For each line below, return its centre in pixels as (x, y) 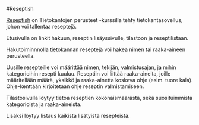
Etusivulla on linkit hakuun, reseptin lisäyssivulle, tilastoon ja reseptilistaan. (97, 38)
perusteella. (21, 56)
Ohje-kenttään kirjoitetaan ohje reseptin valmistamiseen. (75, 86)
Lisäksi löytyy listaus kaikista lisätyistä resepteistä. (68, 116)
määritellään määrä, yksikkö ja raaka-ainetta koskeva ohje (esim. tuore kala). (99, 80)
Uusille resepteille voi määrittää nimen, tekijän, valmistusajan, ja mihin (91, 67)
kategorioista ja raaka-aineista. (44, 104)
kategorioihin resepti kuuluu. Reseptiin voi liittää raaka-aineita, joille (89, 74)
